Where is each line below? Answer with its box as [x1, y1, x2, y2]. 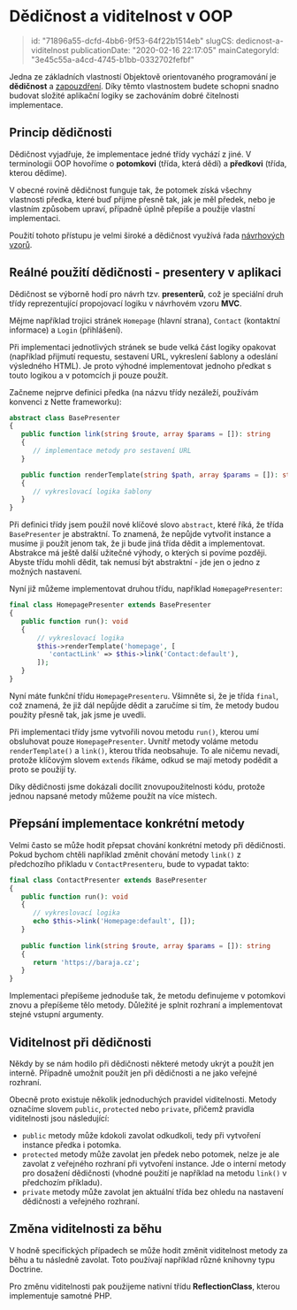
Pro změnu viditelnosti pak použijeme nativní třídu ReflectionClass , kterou [9, 1281, 280, 1291]
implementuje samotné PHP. [9, 1290, 112, 1301]
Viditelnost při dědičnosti [9, 1035, 152, 1050]
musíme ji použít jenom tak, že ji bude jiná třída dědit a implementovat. [9, 538, 265, 549]
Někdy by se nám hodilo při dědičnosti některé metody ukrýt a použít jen [9, 1058, 274, 1069]
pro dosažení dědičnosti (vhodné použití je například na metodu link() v [21, 1168, 287, 1178]
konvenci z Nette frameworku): [9, 396, 122, 407]
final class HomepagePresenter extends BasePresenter [9, 601, 212, 609]
